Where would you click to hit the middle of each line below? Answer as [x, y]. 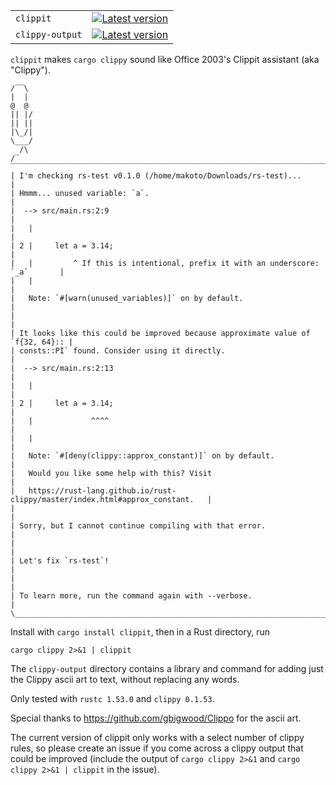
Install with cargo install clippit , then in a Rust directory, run [140, 632]
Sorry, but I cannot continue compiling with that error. [143, 526]
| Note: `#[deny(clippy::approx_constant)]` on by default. [142, 456]
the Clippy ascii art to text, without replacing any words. [125, 679]
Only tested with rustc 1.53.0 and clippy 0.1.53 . [112, 698]
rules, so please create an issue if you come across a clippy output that [157, 748]
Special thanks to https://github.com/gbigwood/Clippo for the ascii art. [156, 718]
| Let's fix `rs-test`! [60, 561]
